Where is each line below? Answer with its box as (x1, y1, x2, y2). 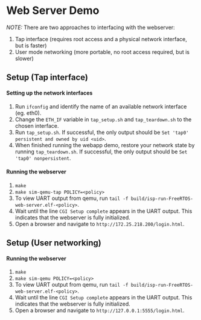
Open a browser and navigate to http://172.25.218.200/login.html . (14, 220, 185, 227)
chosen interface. (14, 122, 59, 129)
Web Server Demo (6, 4, 100, 18)
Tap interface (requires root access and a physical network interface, (14, 35, 187, 42)
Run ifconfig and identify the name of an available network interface (14, 102, 187, 110)
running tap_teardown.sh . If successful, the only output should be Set (14, 148, 188, 155)
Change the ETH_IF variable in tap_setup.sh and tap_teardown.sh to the (14, 116, 192, 123)
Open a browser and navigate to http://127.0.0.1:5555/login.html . (14, 307, 185, 314)
